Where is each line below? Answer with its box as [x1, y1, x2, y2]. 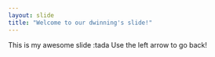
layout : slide [8, 11, 55, 20]
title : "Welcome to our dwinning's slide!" [8, 19, 153, 27]
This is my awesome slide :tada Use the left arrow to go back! [8, 40, 208, 49]
